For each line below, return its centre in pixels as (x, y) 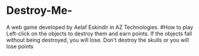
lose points (20, 46)
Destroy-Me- (39, 11)
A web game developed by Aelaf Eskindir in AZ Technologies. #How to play (100, 27)
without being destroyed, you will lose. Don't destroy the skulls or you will (98, 40)
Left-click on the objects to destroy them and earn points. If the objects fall (99, 33)
